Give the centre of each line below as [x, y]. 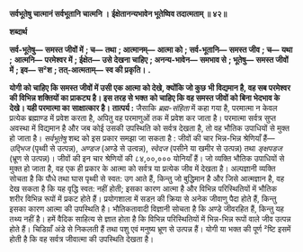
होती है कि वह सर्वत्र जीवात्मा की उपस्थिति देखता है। [82, 239]
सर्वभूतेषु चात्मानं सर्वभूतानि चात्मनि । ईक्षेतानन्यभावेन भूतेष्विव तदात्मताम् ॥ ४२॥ [118, 14]
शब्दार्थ [18, 32]
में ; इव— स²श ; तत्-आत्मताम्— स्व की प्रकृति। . [80, 70]
